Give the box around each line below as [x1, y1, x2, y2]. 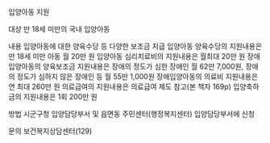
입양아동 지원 [8, 7, 50, 16]
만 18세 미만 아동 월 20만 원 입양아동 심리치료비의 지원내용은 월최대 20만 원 [8, 52, 246, 61]
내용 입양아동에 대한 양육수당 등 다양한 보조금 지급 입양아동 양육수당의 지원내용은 [8, 41, 263, 51]
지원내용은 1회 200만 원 [23, 92, 98, 101]
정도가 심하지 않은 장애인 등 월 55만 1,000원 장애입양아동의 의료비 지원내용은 [16, 72, 259, 81]
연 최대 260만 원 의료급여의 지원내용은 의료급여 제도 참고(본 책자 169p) [8, 82, 232, 91]
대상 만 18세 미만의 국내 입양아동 [8, 24, 110, 34]
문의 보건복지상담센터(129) [8, 126, 93, 136]
